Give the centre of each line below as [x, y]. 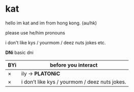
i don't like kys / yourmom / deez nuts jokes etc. [56, 42]
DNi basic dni [20, 52]
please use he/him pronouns [35, 33]
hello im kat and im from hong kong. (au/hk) [51, 23]
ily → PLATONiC [41, 73]
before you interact [74, 65]
